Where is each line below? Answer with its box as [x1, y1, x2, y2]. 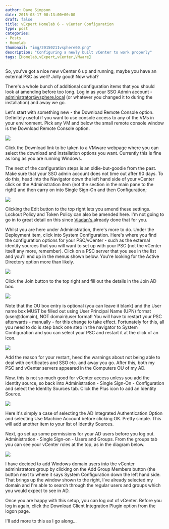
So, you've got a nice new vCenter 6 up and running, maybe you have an [5, 68, 157, 74]
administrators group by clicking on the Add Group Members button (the [5, 466, 155, 472]
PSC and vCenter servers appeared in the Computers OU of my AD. [5, 365, 146, 371]
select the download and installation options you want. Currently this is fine [5, 150, 161, 156]
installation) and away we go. [5, 100, 66, 106]
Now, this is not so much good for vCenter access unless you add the [5, 375, 150, 381]
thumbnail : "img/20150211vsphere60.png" [5, 45, 92, 50]
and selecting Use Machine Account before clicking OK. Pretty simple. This [5, 416, 161, 422]
